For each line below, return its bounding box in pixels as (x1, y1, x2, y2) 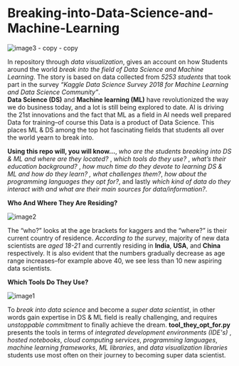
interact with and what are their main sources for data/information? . (7, 184, 208, 193)
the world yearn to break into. (7, 133, 95, 142)
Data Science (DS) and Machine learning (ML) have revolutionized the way (7, 95, 229, 104)
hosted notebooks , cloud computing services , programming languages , (7, 335, 218, 344)
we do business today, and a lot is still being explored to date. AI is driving (7, 103, 224, 111)
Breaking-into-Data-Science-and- (7, 5, 214, 21)
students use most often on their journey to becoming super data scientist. (7, 350, 226, 359)
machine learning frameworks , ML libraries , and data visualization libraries (7, 343, 228, 352)
